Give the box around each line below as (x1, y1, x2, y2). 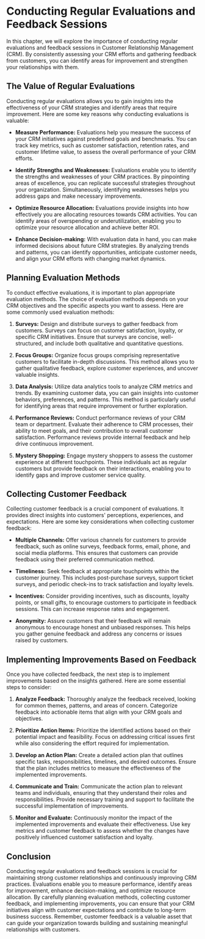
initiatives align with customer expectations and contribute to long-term (6, 907, 186, 913)
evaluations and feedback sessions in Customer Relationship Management (6, 44, 194, 51)
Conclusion (6, 851, 51, 861)
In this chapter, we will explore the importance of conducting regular (6, 37, 178, 45)
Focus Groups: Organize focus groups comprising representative (15, 351, 180, 358)
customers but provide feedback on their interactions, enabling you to (15, 465, 191, 472)
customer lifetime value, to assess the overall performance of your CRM (15, 148, 196, 155)
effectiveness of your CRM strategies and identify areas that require (6, 104, 177, 111)
